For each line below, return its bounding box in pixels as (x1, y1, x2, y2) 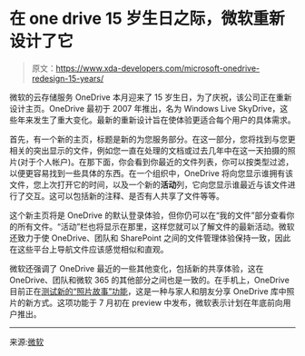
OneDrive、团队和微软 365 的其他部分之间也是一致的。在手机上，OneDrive (9, 274, 290, 285)
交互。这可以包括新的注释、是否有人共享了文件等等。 (25, 190, 224, 201)
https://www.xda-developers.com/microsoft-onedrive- (55, 63, 261, 74)
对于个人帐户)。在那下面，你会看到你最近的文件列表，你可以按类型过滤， (20, 156, 294, 167)
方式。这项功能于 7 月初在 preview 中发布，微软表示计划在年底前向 (33, 297, 283, 308)
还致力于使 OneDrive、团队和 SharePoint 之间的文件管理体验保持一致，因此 (9, 232, 291, 243)
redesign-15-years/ (31, 73, 104, 84)
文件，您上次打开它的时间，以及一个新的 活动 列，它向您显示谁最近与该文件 (9, 179, 288, 190)
